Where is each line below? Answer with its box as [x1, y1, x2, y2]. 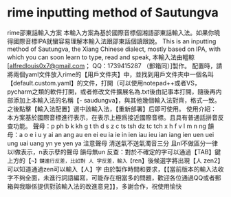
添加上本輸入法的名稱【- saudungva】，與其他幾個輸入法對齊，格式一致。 [12, 96, 221, 104]
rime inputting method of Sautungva [7, 5, 219, 21]
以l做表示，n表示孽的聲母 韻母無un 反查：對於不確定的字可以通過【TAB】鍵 [7, 147, 221, 156]
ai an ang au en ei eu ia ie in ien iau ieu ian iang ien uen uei [47, 130, 214, 138]
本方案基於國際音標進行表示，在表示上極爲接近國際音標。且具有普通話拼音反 [7, 113, 224, 121]
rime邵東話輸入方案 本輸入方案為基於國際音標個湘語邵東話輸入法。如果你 [7, 28, 214, 37]
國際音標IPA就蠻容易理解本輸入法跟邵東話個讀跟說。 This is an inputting [12, 37, 217, 45]
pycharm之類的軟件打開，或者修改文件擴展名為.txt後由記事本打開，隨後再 [7, 87, 216, 96]
